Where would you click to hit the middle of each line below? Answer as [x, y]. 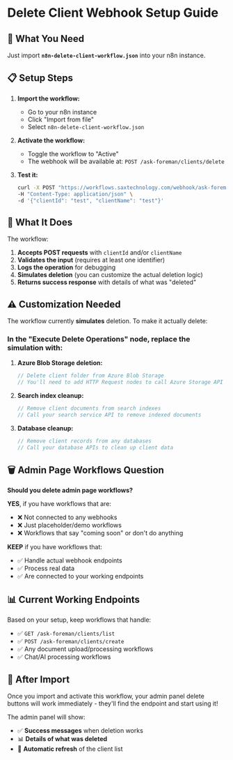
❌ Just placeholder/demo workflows [69, 526]
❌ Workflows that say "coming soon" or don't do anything [100, 533]
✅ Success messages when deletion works [80, 731]
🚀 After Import [39, 679]
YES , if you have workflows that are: [59, 504]
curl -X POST [36, 187]
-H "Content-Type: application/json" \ [75, 194]
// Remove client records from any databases [84, 441]
